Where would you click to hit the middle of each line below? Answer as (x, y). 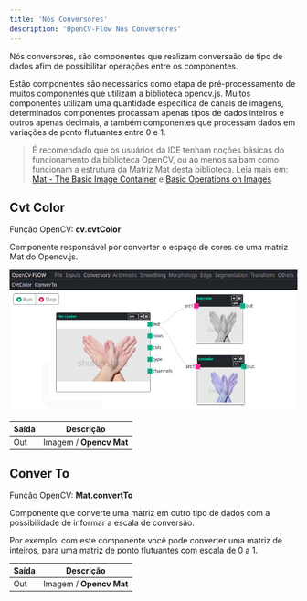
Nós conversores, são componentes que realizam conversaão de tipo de (146, 56)
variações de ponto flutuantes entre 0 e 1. (88, 132)
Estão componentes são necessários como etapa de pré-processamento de (153, 83)
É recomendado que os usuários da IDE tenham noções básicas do (158, 150)
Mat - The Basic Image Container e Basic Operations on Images (152, 179)
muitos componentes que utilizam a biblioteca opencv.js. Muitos (130, 93)
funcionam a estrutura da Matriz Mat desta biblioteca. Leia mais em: (160, 169)
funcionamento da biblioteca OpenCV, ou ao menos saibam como (155, 159)
